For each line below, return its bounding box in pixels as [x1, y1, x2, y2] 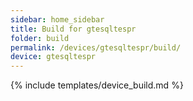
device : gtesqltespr [10, 52, 97, 62]
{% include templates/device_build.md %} [10, 79, 184, 91]
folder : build [10, 33, 70, 43]
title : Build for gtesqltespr [10, 24, 137, 34]
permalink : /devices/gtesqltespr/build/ [10, 42, 182, 53]
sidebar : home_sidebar [10, 14, 105, 25]
